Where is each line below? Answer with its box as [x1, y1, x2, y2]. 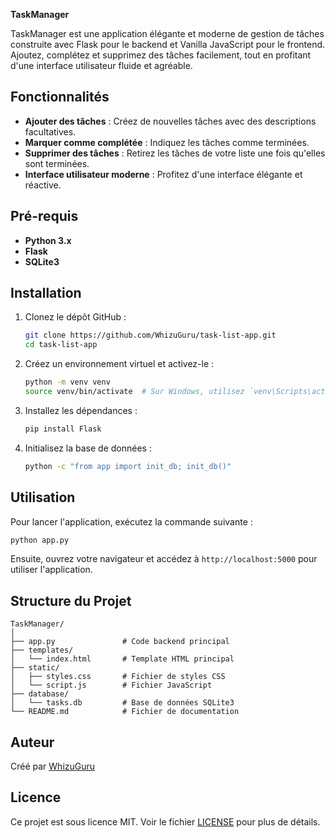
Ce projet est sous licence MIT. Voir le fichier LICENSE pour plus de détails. [10, 815, 321, 828]
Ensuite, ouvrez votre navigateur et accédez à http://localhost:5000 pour [10, 553, 318, 565]
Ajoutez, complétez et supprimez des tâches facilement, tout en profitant [10, 49, 312, 61]
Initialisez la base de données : [24, 442, 152, 454]
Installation [10, 285, 82, 302]
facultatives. [24, 125, 77, 138]
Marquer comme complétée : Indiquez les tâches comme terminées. [24, 136, 310, 148]
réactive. [24, 179, 62, 191]
